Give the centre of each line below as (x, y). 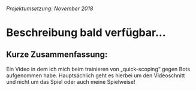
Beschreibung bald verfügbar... (86, 32)
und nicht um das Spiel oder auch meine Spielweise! (71, 81)
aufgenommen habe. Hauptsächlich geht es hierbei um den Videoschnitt (96, 75)
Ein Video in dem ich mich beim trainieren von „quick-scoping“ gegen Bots (98, 69)
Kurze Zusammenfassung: (57, 55)
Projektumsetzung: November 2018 (50, 8)
